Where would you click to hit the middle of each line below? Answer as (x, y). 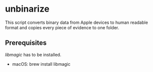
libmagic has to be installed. (33, 54)
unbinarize (27, 9)
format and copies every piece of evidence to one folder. (62, 27)
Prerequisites (26, 43)
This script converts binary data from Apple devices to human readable (76, 22)
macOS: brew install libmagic (41, 64)
